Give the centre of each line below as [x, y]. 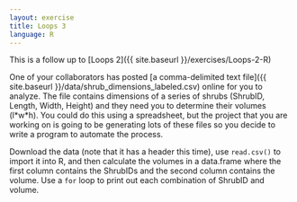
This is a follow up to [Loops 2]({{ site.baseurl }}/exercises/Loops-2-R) [140, 60]
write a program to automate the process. [86, 135]
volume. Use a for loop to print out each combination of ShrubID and [137, 180]
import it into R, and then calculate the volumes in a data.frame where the [145, 162]
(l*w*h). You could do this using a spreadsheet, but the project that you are [148, 115]
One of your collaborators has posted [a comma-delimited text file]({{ [138, 77]
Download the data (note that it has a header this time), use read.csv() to [145, 152]
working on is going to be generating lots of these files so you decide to [143, 125]
